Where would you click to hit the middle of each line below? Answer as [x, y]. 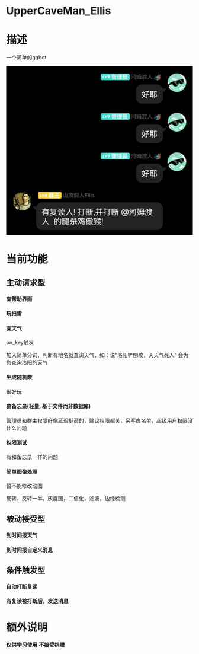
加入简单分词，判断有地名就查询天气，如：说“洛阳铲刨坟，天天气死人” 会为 [97, 355]
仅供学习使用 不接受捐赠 [36, 645]
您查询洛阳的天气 [27, 362]
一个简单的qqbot [26, 58]
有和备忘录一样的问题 [32, 457]
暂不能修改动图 [24, 486]
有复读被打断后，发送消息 [37, 601]
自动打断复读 [22, 586]
